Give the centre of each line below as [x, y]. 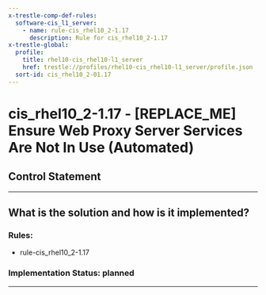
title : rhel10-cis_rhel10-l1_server [83, 60]
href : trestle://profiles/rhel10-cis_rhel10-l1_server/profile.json [138, 67]
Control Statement [55, 176]
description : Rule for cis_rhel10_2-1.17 [99, 38]
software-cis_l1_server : [56, 23]
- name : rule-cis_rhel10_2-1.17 [76, 30]
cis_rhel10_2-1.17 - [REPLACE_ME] [122, 114]
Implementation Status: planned [71, 273]
